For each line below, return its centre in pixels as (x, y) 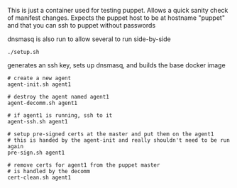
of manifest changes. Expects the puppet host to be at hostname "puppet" (116, 18)
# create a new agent (39, 78)
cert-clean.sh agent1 (39, 177)
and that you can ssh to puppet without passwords (82, 25)
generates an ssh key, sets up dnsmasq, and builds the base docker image (116, 65)
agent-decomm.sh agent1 (43, 103)
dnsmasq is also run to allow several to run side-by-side (89, 39)
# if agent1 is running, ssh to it (60, 116)
